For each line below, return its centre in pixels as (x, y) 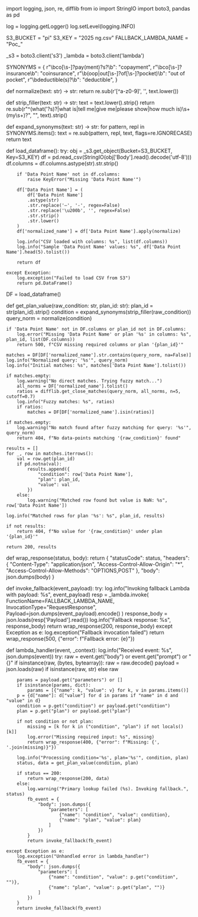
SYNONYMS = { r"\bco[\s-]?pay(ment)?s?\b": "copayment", (79, 67)
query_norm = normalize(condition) (49, 318)
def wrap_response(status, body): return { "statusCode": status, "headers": (98, 558)
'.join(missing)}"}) (32, 747)
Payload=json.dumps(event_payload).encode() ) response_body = (87, 614)
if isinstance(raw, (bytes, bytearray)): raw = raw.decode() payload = (97, 663)
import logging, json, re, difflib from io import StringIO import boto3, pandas (98, 9)
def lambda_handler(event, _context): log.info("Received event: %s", (90, 650)
